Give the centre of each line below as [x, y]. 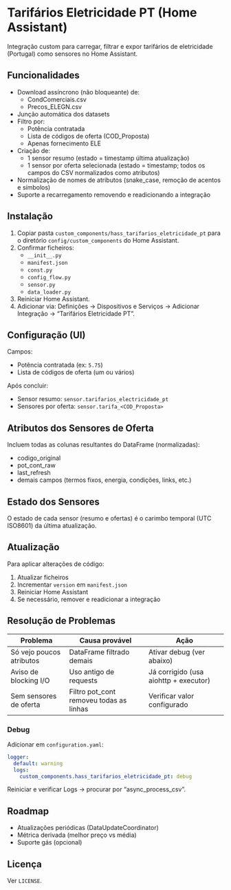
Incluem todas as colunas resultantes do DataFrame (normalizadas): [103, 445]
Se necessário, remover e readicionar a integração [89, 599]
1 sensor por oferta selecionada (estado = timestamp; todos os [116, 165]
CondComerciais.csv [57, 99]
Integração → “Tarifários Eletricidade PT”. [76, 313]
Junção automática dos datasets [63, 114]
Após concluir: [27, 386]
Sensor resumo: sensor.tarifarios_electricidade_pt [93, 399]
